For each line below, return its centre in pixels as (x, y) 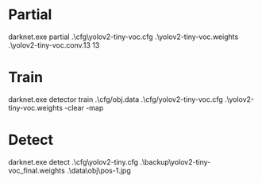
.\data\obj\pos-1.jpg (98, 170)
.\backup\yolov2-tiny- (175, 162)
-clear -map (84, 107)
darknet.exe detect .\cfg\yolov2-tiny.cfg (73, 162)
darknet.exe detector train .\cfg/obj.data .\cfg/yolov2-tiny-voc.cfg (116, 99)
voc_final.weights (37, 170)
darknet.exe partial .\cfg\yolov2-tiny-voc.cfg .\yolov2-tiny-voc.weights (123, 37)
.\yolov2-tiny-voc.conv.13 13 (54, 45)
